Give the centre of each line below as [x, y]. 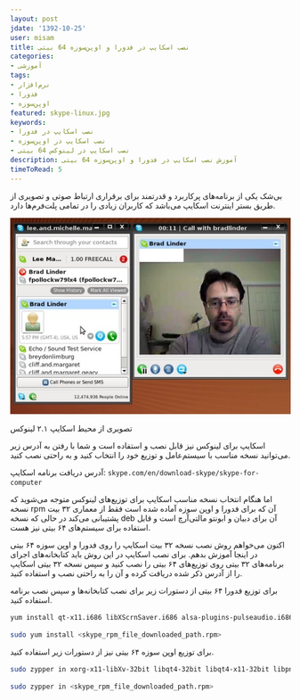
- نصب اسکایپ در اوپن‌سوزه [58, 141]
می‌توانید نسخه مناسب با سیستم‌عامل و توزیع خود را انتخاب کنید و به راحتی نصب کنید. [150, 456]
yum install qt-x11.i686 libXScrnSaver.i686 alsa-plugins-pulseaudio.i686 [152, 618]
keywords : [28, 122]
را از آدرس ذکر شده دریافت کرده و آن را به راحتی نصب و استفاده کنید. [126, 573]
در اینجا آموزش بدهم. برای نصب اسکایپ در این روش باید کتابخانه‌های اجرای [134, 555]
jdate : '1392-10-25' [49, 28]
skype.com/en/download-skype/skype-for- [183, 474]
